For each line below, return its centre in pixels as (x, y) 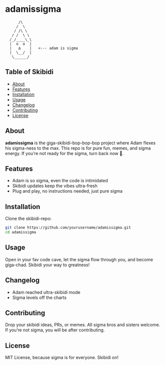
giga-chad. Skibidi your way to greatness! (48, 265)
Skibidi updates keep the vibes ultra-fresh (55, 186)
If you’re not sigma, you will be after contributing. (55, 330)
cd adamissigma (21, 232)
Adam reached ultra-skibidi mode (46, 292)
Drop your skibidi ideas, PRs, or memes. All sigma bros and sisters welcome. (83, 325)
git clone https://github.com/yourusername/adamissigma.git (68, 228)
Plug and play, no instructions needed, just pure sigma (67, 191)
